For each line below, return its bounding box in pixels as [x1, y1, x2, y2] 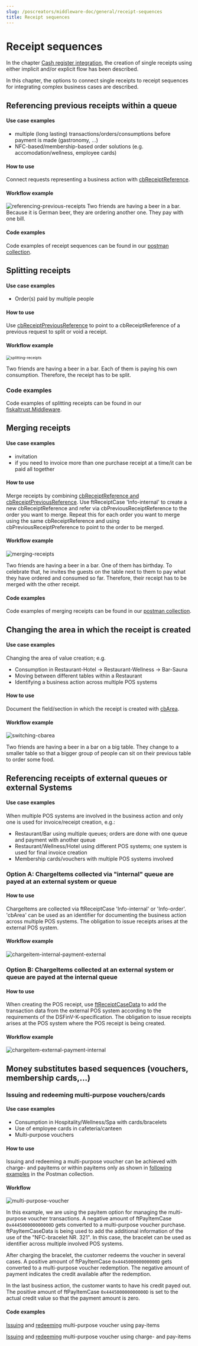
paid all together [14, 465, 55, 472]
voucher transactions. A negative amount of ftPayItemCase [27, 1215, 172, 1222]
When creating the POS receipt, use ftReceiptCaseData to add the [6, 1001, 167, 1008]
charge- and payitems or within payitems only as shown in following [6, 1164, 172, 1171]
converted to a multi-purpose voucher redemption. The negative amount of [6, 1264, 190, 1271]
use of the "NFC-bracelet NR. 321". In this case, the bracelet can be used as [6, 1234, 191, 1241]
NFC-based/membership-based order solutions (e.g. [14, 143, 144, 150]
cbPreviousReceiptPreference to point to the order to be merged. [6, 523, 164, 530]
